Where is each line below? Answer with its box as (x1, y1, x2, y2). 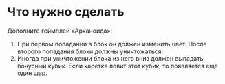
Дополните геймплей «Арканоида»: (7, 27, 113, 35)
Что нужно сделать (7, 4, 125, 20)
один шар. (17, 69, 48, 77)
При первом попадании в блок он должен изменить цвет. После (17, 40, 207, 48)
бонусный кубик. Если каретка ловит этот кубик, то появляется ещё (17, 61, 219, 70)
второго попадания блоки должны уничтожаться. (17, 47, 164, 55)
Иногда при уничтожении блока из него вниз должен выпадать (17, 54, 204, 62)
